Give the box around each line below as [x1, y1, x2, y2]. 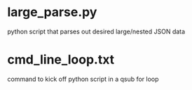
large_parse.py [7, 4, 97, 20]
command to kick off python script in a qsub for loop [7, 75, 159, 83]
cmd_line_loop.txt [7, 52, 115, 68]
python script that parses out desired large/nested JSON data [7, 27, 186, 36]
